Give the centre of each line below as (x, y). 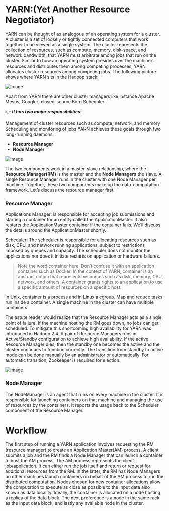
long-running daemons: (30, 134)
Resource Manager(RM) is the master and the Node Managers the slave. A (83, 174)
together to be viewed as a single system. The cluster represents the (76, 44)
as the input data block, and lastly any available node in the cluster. (75, 503)
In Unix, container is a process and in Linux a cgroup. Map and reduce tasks (84, 297)
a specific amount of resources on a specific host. (69, 287)
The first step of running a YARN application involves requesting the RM (80, 444)
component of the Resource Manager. (45, 410)
